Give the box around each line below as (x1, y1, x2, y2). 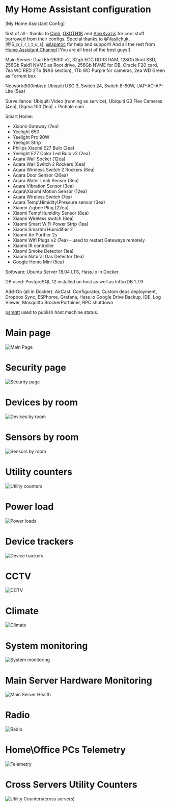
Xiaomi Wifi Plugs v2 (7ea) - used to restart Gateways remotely (12, 237, 145, 243)
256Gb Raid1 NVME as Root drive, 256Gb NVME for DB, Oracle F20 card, (5, 62, 159, 68)
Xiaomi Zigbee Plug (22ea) (12, 204, 69, 210)
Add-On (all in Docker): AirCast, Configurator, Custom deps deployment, (5, 288, 157, 295)
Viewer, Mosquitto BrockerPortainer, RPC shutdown (5, 299, 114, 305)
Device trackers (5, 535, 74, 547)
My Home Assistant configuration (5, 4, 151, 15)
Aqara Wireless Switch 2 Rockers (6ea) (12, 166, 95, 173)
